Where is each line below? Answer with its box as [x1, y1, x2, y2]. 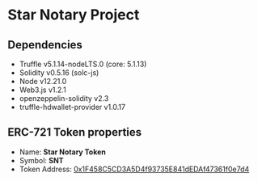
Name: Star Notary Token [19, 147, 107, 157]
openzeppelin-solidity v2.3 [19, 94, 109, 103]
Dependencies [7, 38, 82, 52]
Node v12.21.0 [19, 77, 67, 86]
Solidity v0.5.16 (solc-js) [19, 68, 99, 78]
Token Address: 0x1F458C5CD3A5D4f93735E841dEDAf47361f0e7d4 [19, 164, 250, 174]
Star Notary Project [7, 6, 140, 24]
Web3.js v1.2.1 [19, 85, 66, 95]
